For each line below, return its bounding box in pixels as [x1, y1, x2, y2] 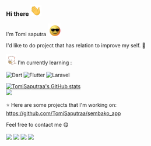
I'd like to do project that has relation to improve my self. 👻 [6, 42, 146, 49]
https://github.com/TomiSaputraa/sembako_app [6, 110, 121, 117]
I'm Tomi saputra [6, 31, 47, 38]
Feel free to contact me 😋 [6, 121, 69, 128]
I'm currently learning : [17, 59, 72, 66]
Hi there [6, 9, 29, 18]
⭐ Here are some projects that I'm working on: [6, 102, 117, 109]
